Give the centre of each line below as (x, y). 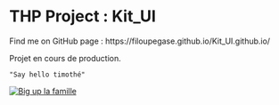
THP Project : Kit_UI (82, 16)
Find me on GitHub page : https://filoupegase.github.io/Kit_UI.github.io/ (139, 41)
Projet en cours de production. (66, 58)
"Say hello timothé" (48, 74)
